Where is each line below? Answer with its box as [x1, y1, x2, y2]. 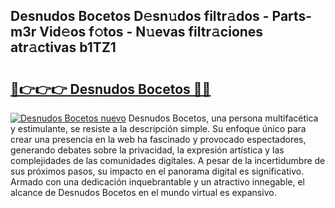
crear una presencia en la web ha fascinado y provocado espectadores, [10, 134, 307, 145]
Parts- [271, 8, 313, 25]
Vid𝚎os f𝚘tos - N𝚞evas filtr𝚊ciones [39, 24, 264, 41]
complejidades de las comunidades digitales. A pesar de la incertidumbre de [10, 155, 326, 166]
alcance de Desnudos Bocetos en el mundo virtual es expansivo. [10, 187, 277, 198]
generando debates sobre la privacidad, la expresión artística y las [10, 144, 285, 156]
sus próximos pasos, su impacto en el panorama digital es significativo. [10, 165, 305, 177]
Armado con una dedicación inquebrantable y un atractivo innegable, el [10, 176, 305, 188]
